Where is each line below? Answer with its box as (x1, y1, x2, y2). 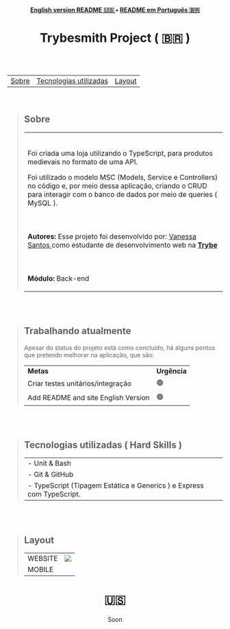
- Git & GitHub (27, 470, 74, 479)
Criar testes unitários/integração (27, 379, 132, 388)
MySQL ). (27, 198, 58, 208)
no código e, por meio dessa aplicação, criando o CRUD (27, 181, 207, 191)
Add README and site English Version (27, 393, 150, 403)
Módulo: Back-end (27, 274, 90, 283)
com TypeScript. (27, 490, 81, 499)
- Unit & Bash (27, 459, 72, 468)
